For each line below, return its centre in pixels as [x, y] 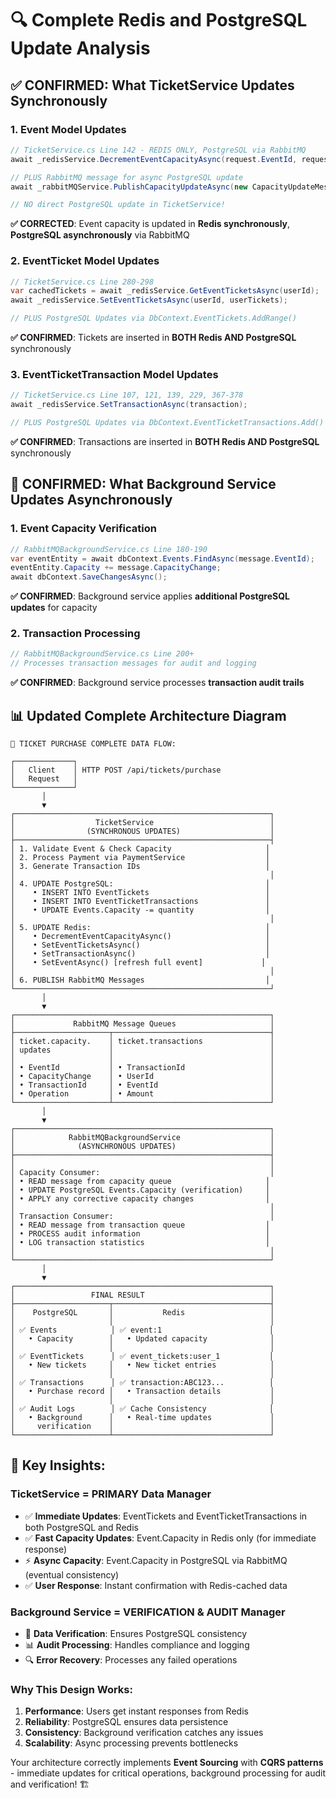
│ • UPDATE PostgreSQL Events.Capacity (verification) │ [140, 1190]
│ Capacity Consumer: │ [142, 1173]
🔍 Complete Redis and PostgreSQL [159, 20]
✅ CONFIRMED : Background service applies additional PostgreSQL [150, 596]
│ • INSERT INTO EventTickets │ [140, 893]
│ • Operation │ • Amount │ [142, 1094]
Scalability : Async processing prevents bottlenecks [131, 1743]
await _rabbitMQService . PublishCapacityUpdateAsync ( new [129, 187]
